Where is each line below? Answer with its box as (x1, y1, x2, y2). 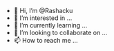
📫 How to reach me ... (13, 37, 78, 44)
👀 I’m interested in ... (13, 14, 73, 22)
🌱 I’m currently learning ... (13, 21, 88, 29)
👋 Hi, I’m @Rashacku (13, 7, 73, 14)
